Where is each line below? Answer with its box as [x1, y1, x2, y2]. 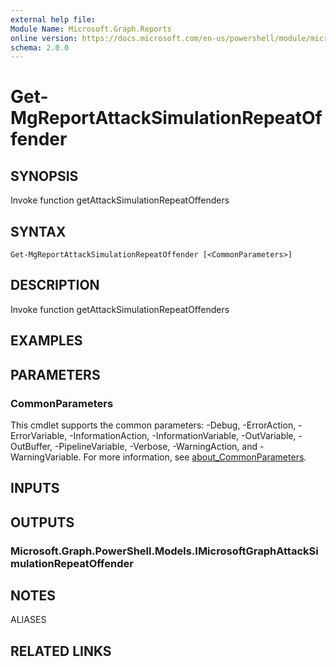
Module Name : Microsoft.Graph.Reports [10, 24, 172, 34]
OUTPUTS [10, 514, 75, 531]
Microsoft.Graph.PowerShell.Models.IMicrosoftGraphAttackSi [10, 544, 319, 558]
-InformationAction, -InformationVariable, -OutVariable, [69, 429, 297, 441]
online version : [10, 33, 78, 43]
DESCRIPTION [10, 277, 100, 294]
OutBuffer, [10, 440, 53, 452]
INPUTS [10, 480, 60, 497]
